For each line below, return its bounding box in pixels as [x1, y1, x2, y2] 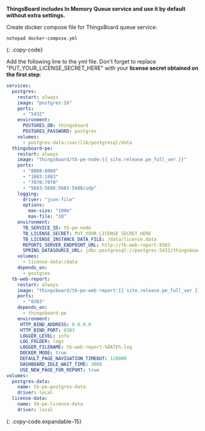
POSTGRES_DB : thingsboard [22, 122, 88, 129]
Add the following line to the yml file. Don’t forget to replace [6, 58, 157, 65]
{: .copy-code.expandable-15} [6, 418, 82, 425]
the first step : [6, 71, 41, 78]
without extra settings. [6, 12, 65, 19]
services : [6, 83, 32, 89]
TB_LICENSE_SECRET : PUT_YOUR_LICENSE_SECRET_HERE [22, 230, 151, 237]
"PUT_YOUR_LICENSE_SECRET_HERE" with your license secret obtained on [6, 64, 199, 72]
